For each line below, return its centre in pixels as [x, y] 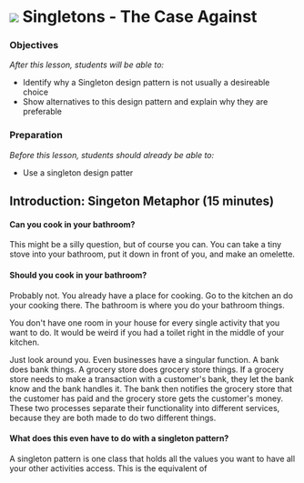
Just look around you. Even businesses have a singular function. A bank [144, 359]
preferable [42, 112]
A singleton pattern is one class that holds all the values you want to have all [152, 458]
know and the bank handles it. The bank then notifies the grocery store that [151, 388]
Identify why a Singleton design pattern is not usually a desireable [146, 83]
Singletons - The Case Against [140, 17]
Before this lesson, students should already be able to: [112, 155]
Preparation [36, 136]
